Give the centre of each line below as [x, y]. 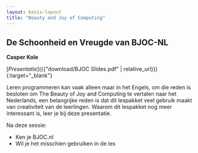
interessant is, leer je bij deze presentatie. [59, 113]
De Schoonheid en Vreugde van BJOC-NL [87, 43]
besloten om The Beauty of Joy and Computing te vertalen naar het [91, 94]
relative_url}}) [141, 69]
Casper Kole [22, 57]
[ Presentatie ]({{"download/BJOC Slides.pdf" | [64, 69]
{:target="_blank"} [29, 76]
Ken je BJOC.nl [34, 137]
